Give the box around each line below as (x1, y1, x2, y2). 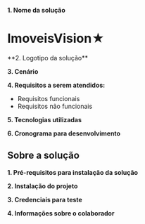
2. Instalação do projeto (7, 182, 78, 190)
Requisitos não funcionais (17, 102, 93, 110)
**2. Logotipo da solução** (7, 53, 88, 62)
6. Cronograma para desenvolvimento (7, 129, 121, 138)
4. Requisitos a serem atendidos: (7, 81, 106, 89)
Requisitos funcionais (17, 94, 80, 103)
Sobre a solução (7, 150, 80, 162)
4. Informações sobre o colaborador (7, 209, 115, 217)
